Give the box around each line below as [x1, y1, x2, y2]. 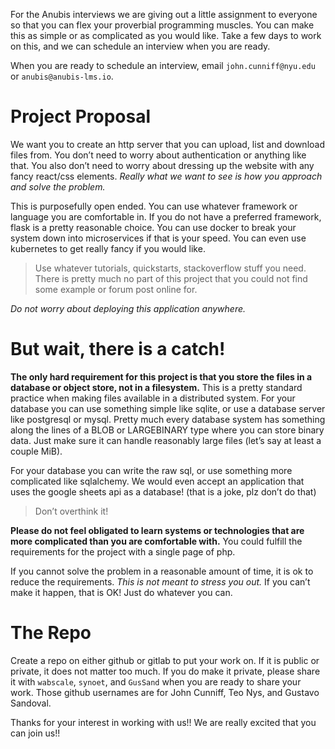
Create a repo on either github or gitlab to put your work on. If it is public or [10, 654, 320, 666]
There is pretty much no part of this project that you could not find [34, 272, 308, 284]
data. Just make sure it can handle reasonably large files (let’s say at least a [10, 434, 322, 446]
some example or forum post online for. [34, 283, 198, 295]
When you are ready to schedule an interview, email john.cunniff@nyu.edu [10, 60, 316, 71]
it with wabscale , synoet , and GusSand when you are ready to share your [10, 675, 302, 688]
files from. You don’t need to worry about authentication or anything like [10, 149, 307, 161]
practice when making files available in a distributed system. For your [10, 392, 296, 404]
